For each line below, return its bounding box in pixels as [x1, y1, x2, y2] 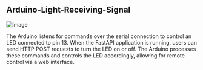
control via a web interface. [6, 58, 75, 65]
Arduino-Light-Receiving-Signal [6, 5, 131, 15]
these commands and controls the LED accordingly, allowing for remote [6, 51, 185, 59]
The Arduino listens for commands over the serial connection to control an [6, 33, 192, 40]
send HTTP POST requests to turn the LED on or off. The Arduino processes [6, 45, 196, 52]
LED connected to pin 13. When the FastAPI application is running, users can [6, 39, 198, 46]
